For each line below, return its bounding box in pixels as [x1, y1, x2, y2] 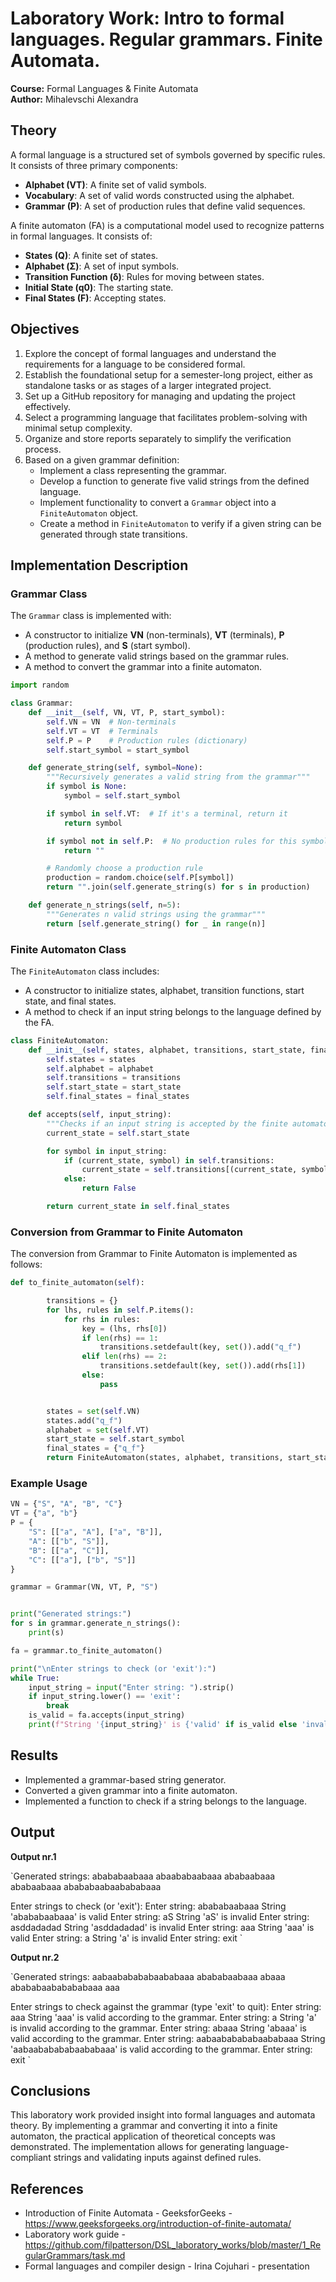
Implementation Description [10, 557, 189, 574]
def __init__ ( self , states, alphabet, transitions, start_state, [28, 1045, 307, 1055]
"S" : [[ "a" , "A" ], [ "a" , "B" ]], [28, 1527, 163, 1537]
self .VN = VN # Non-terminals [46, 717, 177, 727]
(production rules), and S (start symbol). [24, 640, 191, 652]
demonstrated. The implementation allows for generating [10, 2141, 245, 2153]
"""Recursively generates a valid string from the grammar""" [46, 772, 311, 782]
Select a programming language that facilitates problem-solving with [24, 411, 308, 423]
